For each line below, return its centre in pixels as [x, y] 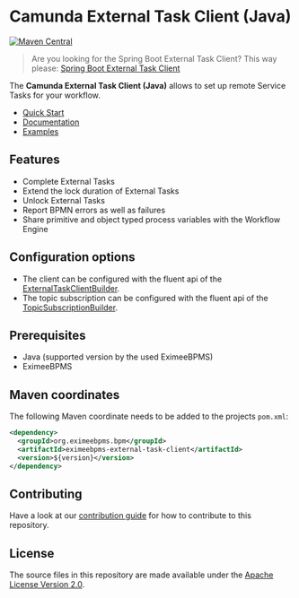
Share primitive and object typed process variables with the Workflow [151, 219]
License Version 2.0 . [47, 585]
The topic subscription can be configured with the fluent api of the [145, 298]
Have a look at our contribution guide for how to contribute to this [130, 516]
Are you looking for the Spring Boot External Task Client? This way [154, 58]
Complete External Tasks [68, 181]
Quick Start [43, 112]
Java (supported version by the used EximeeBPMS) [118, 357]
